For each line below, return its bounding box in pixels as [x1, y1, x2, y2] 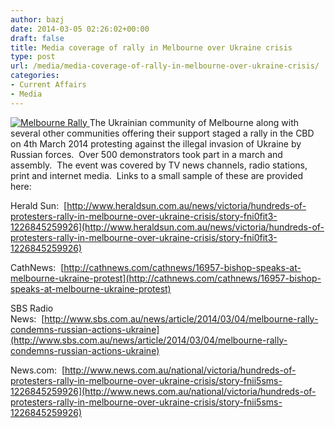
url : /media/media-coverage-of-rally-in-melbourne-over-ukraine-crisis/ [10, 61, 320, 71]
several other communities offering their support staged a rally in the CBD [10, 127, 315, 139]
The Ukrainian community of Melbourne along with [89, 116, 300, 128]
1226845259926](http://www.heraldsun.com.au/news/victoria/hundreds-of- [10, 221, 325, 233]
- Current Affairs [10, 80, 87, 90]
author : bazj [10, 14, 65, 25]
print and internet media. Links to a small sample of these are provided [10, 169, 303, 181]
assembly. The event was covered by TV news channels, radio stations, [10, 159, 308, 171]
